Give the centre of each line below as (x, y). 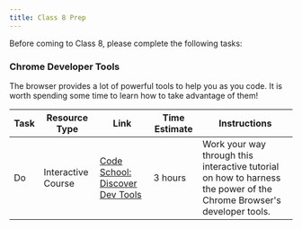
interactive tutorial (240, 166)
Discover (118, 183)
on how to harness (241, 178)
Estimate (173, 128)
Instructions (245, 123)
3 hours (170, 178)
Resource (67, 118)
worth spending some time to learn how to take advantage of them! (134, 95)
